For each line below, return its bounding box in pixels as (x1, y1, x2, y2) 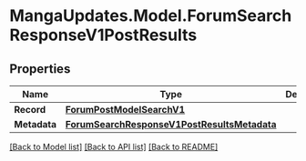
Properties (9, 61, 71, 76)
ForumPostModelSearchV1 (65, 104, 186, 116)
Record (14, 104, 46, 116)
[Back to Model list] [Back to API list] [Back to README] (9, 142, 219, 152)
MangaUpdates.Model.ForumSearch (9, 5, 292, 26)
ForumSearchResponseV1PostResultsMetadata (65, 118, 277, 130)
